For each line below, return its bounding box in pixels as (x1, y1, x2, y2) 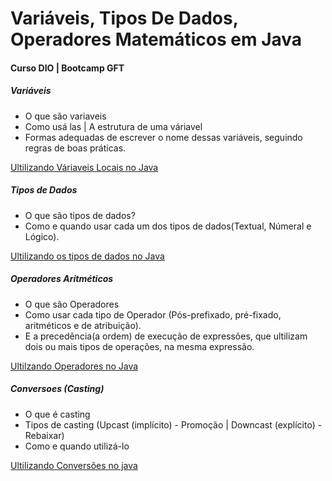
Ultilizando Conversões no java (10, 459, 138, 471)
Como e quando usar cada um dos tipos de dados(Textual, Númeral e (24, 220, 312, 232)
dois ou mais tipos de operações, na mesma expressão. (24, 340, 255, 352)
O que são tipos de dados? (24, 209, 136, 221)
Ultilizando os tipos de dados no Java (10, 250, 165, 262)
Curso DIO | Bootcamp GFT (10, 62, 125, 74)
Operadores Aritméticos (10, 273, 114, 285)
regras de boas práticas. (24, 142, 127, 154)
